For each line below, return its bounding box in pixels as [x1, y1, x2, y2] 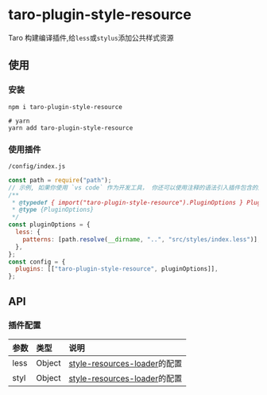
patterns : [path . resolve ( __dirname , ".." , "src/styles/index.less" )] [22, 235, 258, 244]
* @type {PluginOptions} [11, 205, 94, 214]
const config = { [8, 257, 66, 266]
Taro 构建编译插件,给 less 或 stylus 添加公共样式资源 [8, 33, 174, 42]
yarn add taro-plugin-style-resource [8, 123, 133, 132]
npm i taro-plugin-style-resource [8, 103, 123, 111]
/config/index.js [8, 162, 66, 170]
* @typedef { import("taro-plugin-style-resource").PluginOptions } [11, 198, 244, 206]
